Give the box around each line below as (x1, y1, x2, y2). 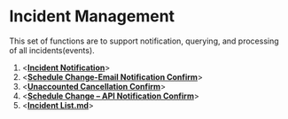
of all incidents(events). (9, 44, 95, 55)
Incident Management (9, 6, 175, 27)
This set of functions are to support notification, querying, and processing (9, 36, 279, 46)
